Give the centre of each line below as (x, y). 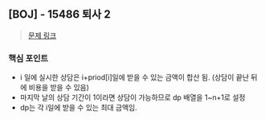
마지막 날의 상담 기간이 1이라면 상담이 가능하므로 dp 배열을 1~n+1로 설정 (132, 97)
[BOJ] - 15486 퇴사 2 (59, 14)
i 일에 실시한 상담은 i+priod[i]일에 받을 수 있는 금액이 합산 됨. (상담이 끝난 (135, 77)
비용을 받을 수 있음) (59, 88)
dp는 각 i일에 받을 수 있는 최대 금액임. (79, 108)
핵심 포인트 (29, 58)
